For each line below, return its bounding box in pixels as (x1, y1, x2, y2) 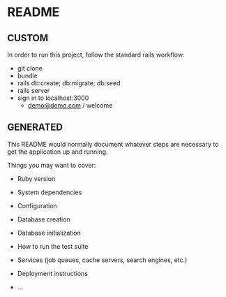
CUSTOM (7, 32, 49, 44)
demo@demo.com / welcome (27, 101, 113, 109)
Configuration (17, 201, 57, 210)
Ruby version (17, 174, 56, 182)
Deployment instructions (17, 269, 89, 277)
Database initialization (17, 229, 82, 237)
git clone (17, 64, 43, 72)
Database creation (17, 215, 71, 224)
